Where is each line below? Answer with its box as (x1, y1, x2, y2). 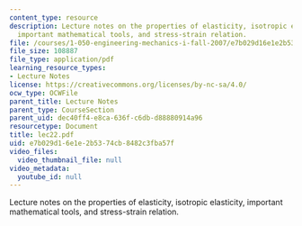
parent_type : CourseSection (9, 105, 115, 114)
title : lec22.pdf (9, 131, 75, 140)
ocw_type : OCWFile (9, 88, 78, 97)
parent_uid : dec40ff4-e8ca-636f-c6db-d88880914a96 (9, 113, 203, 122)
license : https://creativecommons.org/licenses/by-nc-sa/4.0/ (9, 80, 247, 89)
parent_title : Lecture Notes (9, 96, 119, 106)
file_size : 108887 (9, 47, 78, 56)
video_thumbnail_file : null (17, 155, 123, 165)
